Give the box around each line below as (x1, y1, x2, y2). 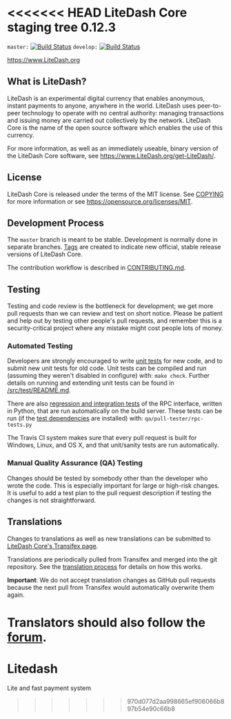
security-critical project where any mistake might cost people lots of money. (7, 324, 223, 332)
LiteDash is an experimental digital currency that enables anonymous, (7, 94, 205, 102)
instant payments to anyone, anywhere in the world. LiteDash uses (7, 102, 197, 110)
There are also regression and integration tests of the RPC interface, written (7, 399, 223, 408)
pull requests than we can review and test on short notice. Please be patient (7, 309, 223, 318)
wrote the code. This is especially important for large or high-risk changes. (7, 481, 220, 490)
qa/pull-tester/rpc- (144, 416, 204, 423)
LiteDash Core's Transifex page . (7, 541, 99, 550)
